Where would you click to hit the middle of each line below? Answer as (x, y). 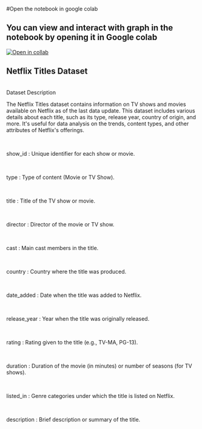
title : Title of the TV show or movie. (51, 201)
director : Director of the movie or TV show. (60, 224)
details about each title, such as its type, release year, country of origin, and (101, 117)
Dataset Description (31, 92)
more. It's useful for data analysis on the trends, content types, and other (98, 124)
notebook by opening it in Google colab (82, 37)
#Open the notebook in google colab (52, 9)
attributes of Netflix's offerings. (45, 130)
